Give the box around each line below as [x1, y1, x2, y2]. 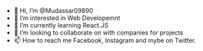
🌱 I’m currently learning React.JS [13, 21, 109, 29]
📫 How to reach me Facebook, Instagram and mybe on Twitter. [13, 37, 197, 44]
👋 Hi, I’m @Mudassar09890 [13, 7, 93, 14]
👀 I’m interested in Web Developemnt [13, 14, 121, 22]
